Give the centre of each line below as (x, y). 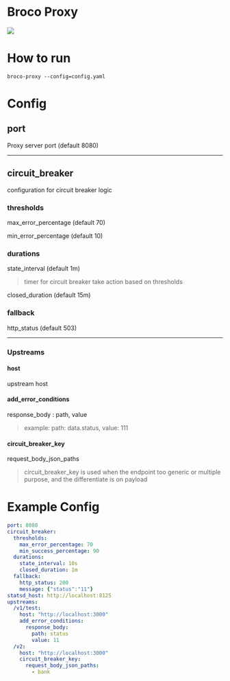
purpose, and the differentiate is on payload (86, 479)
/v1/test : (27, 608)
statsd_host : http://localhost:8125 (59, 595)
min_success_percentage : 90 (59, 551)
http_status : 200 (44, 583)
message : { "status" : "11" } (56, 589)
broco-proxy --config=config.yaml (56, 76)
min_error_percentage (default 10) (55, 236)
